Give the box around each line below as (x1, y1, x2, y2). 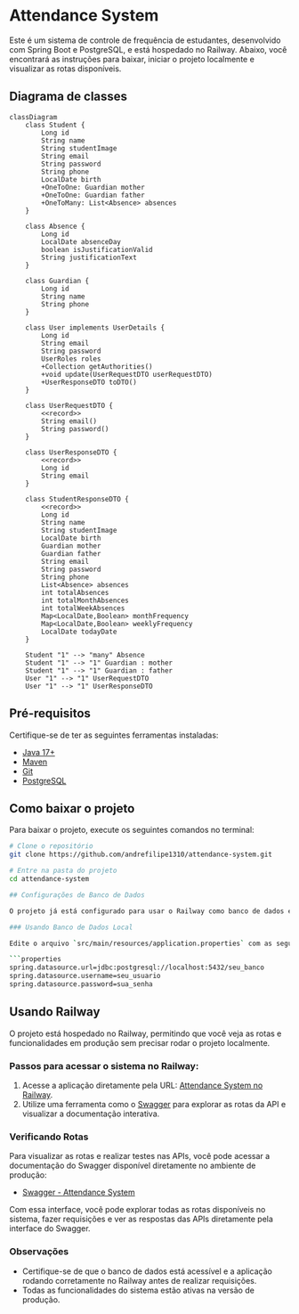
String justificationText (41, 253, 138, 262)
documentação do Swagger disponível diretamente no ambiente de (9, 1160, 256, 1171)
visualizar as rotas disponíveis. (9, 63, 122, 74)
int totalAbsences (41, 588, 109, 597)
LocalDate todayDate (41, 627, 117, 636)
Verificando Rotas (9, 1130, 89, 1143)
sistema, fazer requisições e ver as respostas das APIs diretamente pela (9, 1213, 274, 1225)
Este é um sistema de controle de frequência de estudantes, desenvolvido (9, 35, 281, 45)
